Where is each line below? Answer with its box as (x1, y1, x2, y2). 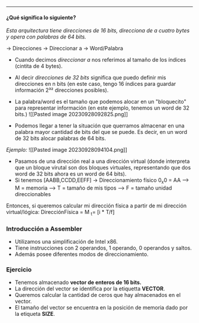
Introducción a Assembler (6, 225, 82, 233)
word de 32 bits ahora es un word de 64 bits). (14, 170, 127, 178)
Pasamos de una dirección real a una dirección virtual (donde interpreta (14, 158, 190, 165)
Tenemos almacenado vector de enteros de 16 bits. (14, 279, 142, 286)
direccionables (14, 191, 52, 197)
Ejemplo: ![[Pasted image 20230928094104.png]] (6, 146, 127, 153)
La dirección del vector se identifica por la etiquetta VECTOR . (14, 285, 165, 292)
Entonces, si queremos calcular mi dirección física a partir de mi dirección (6, 202, 187, 209)
